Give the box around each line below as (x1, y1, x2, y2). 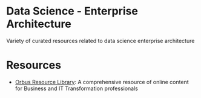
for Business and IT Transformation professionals (15, 85, 138, 92)
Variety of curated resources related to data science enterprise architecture (6, 37, 195, 44)
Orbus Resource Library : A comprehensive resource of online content (15, 78, 189, 85)
